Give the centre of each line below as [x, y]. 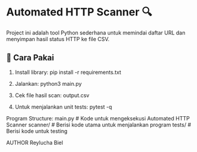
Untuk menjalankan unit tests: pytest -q [63, 107]
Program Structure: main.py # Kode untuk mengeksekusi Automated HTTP [98, 118]
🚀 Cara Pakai [30, 58]
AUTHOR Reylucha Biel [35, 142]
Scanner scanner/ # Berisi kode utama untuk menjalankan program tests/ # [99, 125]
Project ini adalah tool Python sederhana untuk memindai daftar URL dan [96, 32]
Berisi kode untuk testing [37, 131]
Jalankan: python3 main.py [48, 83]
